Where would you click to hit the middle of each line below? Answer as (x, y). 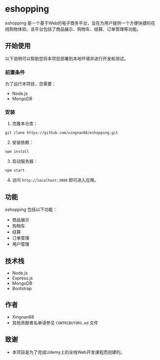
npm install (17, 152)
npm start (15, 171)
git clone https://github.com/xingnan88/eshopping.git (62, 133)
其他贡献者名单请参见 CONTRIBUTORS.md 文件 (55, 323)
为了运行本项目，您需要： (31, 84)
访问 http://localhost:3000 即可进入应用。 (55, 180)
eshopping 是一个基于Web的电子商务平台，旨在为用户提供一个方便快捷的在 (80, 23)
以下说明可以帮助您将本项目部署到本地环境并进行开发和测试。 (67, 58)
